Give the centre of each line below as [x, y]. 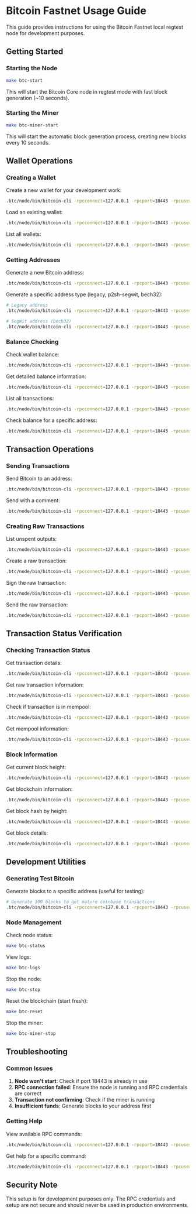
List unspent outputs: [32, 539]
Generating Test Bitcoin [40, 878]
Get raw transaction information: [45, 685]
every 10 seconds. [28, 142]
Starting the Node [32, 68]
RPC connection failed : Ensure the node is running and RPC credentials [101, 1088]
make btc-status [26, 946]
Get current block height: [36, 767]
